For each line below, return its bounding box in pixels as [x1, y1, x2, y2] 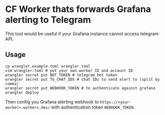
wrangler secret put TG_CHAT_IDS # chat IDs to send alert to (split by [5, 76, 160, 82]
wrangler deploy [5, 90, 39, 95]
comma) [5, 81, 19, 86]
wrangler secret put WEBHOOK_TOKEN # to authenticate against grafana [5, 85, 155, 90]
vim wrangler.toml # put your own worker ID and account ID [5, 68, 133, 73]
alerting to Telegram [5, 14, 91, 25]
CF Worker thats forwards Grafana [5, 3, 151, 15]
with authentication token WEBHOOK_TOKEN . [51, 104, 135, 110]
